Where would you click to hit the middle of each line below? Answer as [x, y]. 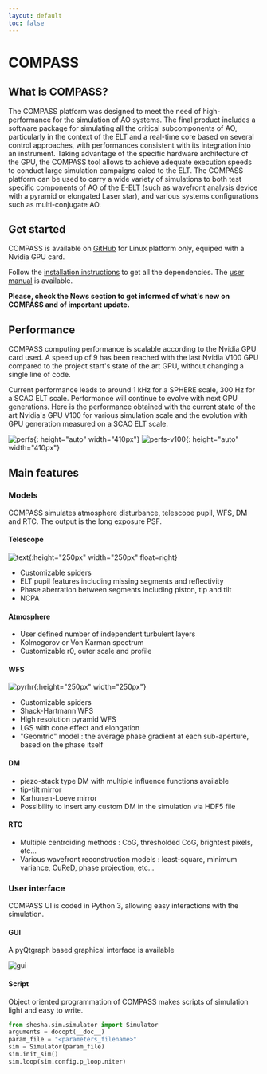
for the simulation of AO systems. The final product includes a [155, 120]
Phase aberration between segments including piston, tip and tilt [126, 590]
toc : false [26, 23]
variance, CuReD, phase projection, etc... [87, 867]
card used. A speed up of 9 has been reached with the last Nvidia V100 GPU [133, 358]
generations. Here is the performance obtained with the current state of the [132, 407]
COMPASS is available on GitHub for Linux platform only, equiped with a [126, 249]
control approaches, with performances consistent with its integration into [130, 145]
